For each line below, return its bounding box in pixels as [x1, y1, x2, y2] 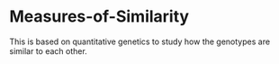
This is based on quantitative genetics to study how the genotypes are [9, 36, 271, 47]
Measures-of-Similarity [9, 6, 190, 27]
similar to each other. [9, 45, 87, 56]
